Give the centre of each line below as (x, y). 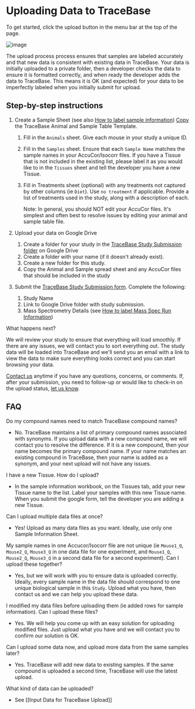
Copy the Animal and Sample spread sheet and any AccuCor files (102, 269)
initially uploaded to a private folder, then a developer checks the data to (93, 68)
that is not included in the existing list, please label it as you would (103, 161)
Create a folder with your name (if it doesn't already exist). (94, 256)
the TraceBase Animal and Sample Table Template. (76, 126)
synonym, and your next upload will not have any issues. (83, 463)
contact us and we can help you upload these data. (76, 594)
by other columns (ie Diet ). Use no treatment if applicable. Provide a (106, 191)
